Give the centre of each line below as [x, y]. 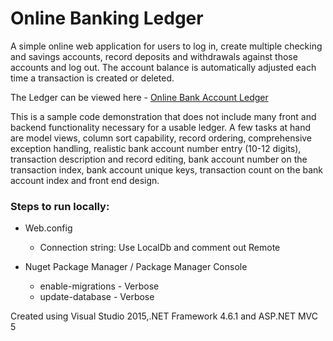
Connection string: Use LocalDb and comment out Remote [160, 248]
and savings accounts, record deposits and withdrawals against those [154, 56]
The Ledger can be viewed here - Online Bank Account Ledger [139, 97]
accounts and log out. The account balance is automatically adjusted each [163, 67]
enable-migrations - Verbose [99, 286]
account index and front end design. [85, 180]
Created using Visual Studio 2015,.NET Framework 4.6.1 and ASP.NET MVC [164, 316]
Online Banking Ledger [107, 18]
